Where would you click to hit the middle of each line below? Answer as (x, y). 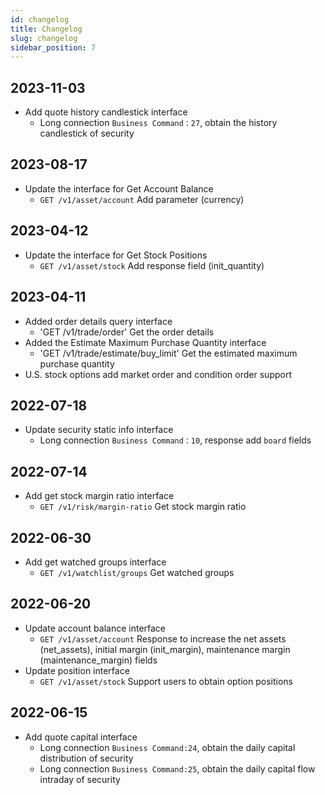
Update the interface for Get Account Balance (119, 188)
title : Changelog (46, 29)
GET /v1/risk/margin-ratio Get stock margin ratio (143, 507)
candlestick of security (87, 133)
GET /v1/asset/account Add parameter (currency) (142, 199)
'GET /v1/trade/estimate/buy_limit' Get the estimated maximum (168, 353)
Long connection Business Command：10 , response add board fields (175, 440)
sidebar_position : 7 (53, 47)
